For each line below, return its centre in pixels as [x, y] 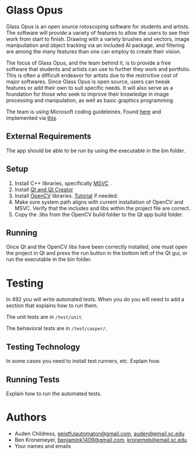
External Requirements [49, 137]
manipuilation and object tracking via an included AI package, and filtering [96, 45]
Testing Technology [43, 347]
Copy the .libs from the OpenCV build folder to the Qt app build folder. [99, 214]
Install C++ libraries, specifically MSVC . [63, 183]
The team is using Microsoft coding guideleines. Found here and [84, 112]
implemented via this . [32, 117]
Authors [26, 417]
